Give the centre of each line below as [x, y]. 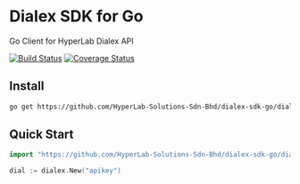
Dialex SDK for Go [76, 16]
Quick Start [42, 135]
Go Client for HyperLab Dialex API [71, 41]
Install [27, 86]
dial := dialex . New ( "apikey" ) [66, 171]
